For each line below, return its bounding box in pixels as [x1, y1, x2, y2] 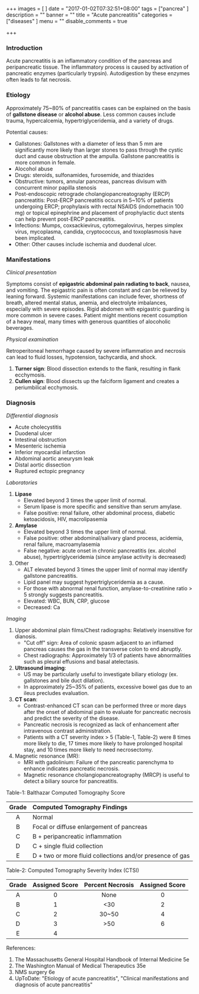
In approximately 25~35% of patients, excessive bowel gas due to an [23, 683, 192, 690]
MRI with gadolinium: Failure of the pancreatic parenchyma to [23, 759, 174, 766]
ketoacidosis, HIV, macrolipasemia [23, 516, 108, 523]
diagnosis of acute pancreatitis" [14, 981, 93, 988]
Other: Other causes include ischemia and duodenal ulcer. [14, 240, 157, 247]
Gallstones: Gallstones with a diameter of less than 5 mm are [14, 140, 163, 147]
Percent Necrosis [84, 881, 134, 889]
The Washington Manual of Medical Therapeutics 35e [14, 962, 146, 970]
